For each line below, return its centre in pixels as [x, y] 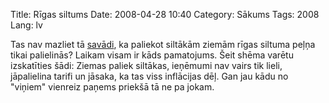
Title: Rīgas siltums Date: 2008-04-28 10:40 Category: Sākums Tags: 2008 [165, 14]
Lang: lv [26, 25]
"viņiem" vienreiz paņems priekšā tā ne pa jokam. [112, 87]
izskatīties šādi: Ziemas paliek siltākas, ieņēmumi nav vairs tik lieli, [146, 65]
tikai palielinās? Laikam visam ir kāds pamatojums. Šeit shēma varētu [152, 55]
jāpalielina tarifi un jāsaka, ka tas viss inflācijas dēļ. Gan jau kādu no [149, 76]
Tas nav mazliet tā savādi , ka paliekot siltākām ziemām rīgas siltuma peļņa [163, 44]
